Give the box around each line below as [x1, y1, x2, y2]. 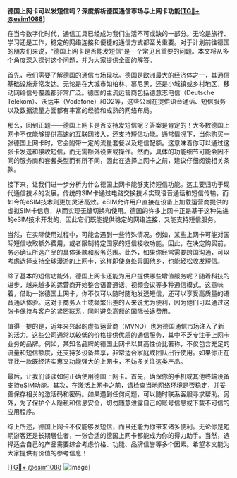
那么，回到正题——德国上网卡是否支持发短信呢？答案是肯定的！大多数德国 [7, 121, 224, 129]
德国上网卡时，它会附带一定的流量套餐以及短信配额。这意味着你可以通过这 [13, 139, 230, 147]
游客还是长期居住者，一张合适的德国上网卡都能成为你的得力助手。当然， [13, 431, 224, 439]
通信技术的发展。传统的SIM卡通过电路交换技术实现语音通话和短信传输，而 [13, 189, 229, 197]
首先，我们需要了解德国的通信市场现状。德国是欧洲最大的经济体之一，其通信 [7, 71, 230, 79]
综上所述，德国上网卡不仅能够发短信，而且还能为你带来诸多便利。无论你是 [7, 422, 224, 431]
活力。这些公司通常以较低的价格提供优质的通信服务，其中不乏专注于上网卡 [13, 331, 230, 339]
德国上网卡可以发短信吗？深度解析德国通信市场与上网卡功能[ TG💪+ [7, 7, 200, 15]
